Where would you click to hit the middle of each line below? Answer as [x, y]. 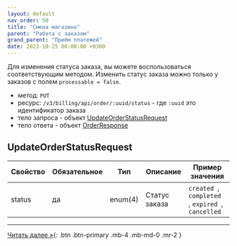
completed [205, 196]
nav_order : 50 [28, 20]
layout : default [31, 14]
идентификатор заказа [51, 110]
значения [207, 176]
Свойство [28, 171]
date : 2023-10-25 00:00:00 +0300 [56, 47]
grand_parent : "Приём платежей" [55, 40]
